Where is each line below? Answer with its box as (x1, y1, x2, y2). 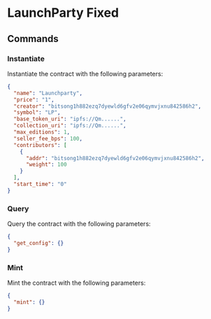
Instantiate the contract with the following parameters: (7, 69, 163, 78)
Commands (7, 33, 59, 45)
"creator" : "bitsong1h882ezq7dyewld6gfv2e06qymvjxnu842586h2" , (13, 103, 201, 110)
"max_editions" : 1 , (13, 129, 71, 136)
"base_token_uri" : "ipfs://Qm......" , (13, 115, 127, 123)
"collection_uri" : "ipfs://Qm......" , (13, 122, 127, 129)
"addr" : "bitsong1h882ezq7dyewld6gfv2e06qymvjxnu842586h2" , (25, 155, 205, 162)
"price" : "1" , (13, 96, 54, 103)
